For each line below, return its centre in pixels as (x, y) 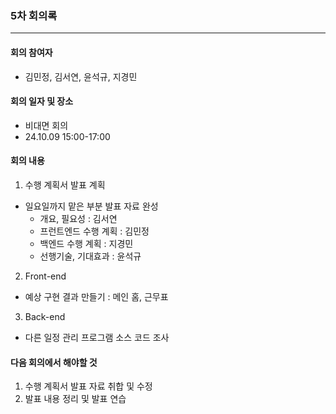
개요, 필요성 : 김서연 (78, 218)
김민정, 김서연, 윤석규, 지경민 (81, 76)
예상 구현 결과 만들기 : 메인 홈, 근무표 (96, 296)
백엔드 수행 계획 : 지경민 (86, 243)
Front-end (45, 276)
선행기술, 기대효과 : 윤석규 (90, 256)
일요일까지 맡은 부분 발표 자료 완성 (91, 206)
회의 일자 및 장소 (42, 101)
